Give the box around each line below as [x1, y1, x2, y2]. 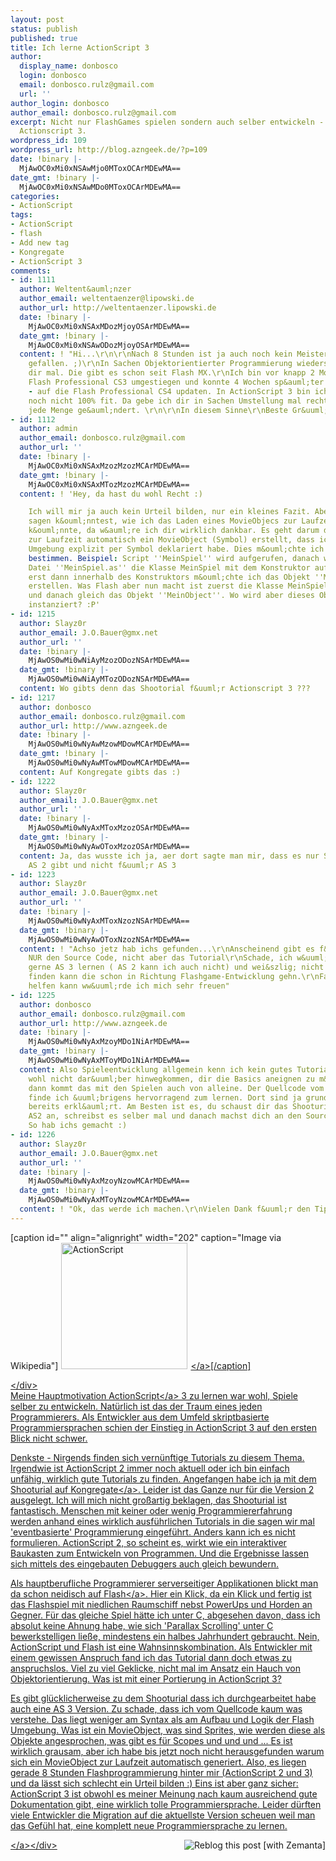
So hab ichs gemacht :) [28, 1121, 128, 1131]
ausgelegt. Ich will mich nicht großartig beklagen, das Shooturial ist [10, 1494, 287, 1506]
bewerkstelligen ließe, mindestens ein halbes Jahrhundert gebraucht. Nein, [10, 1630, 320, 1642]
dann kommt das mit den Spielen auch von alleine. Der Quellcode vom [28, 1083, 325, 1093]
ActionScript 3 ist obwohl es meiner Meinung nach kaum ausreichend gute [10, 1787, 318, 1800]
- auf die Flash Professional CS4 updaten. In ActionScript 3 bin [28, 386, 311, 396]
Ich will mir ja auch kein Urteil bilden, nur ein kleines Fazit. [28, 507, 311, 517]
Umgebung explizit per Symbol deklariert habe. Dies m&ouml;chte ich [28, 544, 325, 554]
